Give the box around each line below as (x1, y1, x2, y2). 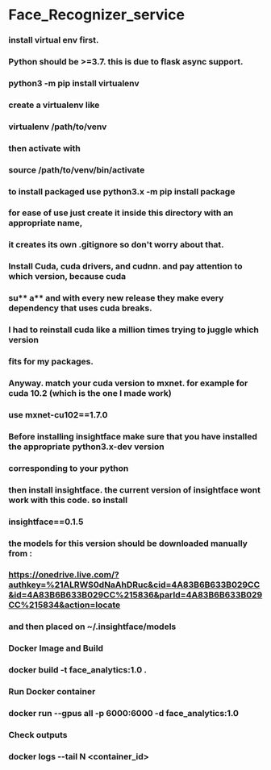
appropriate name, (8, 218, 83, 229)
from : (8, 547, 33, 559)
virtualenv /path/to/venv (8, 121, 107, 132)
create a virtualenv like (8, 99, 100, 110)
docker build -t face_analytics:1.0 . (8, 664, 148, 676)
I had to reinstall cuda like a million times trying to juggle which (8, 324, 260, 335)
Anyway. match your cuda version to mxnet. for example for (8, 377, 248, 389)
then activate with (8, 143, 81, 154)
